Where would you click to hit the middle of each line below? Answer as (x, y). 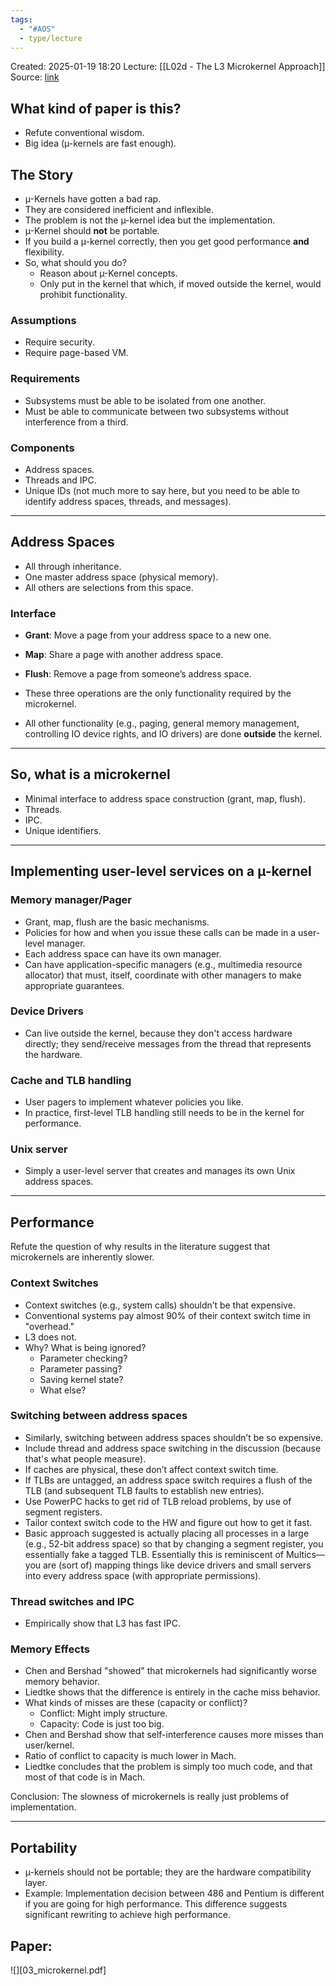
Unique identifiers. (63, 830)
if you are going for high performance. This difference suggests (156, 1904)
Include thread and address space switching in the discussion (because (173, 1448)
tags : (21, 19)
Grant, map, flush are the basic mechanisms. (117, 922)
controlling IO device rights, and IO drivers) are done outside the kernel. (173, 734)
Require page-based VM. (76, 353)
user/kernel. (49, 1745)
